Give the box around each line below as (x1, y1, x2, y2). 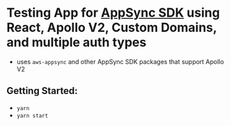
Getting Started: (6, 85, 78, 97)
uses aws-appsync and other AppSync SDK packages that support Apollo (16, 57, 224, 65)
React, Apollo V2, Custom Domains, (6, 19, 217, 36)
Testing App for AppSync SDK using (6, 5, 221, 21)
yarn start (16, 112, 49, 119)
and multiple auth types (6, 35, 147, 50)
